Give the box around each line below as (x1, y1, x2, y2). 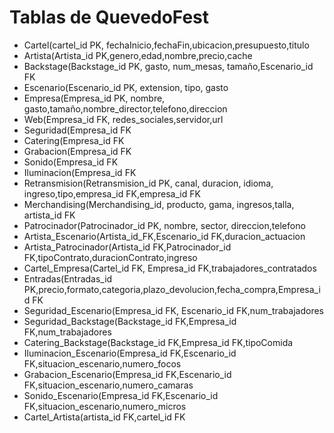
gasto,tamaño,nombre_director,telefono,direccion (23, 102, 228, 115)
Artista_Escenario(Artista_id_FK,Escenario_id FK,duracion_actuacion (23, 230, 306, 242)
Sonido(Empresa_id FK (23, 156, 119, 168)
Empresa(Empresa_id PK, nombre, (23, 92, 166, 104)
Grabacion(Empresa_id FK (23, 145, 132, 157)
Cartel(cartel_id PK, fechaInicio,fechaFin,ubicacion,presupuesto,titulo (23, 39, 310, 51)
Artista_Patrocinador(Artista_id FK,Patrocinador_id (23, 241, 232, 253)
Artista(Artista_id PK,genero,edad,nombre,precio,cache (23, 49, 253, 61)
